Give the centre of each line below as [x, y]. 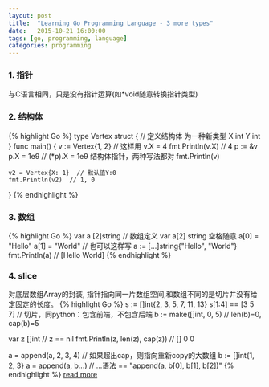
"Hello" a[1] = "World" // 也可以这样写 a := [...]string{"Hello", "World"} [123, 246]
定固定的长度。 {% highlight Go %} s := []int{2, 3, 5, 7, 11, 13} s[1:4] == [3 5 [131, 304]
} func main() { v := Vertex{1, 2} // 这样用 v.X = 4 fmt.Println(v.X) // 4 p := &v [133, 146]
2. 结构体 [26, 117]
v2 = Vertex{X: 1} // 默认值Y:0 [62, 173]
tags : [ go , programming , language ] [68, 38]
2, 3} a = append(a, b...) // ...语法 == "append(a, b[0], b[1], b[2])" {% [121, 365]
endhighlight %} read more [53, 375]
